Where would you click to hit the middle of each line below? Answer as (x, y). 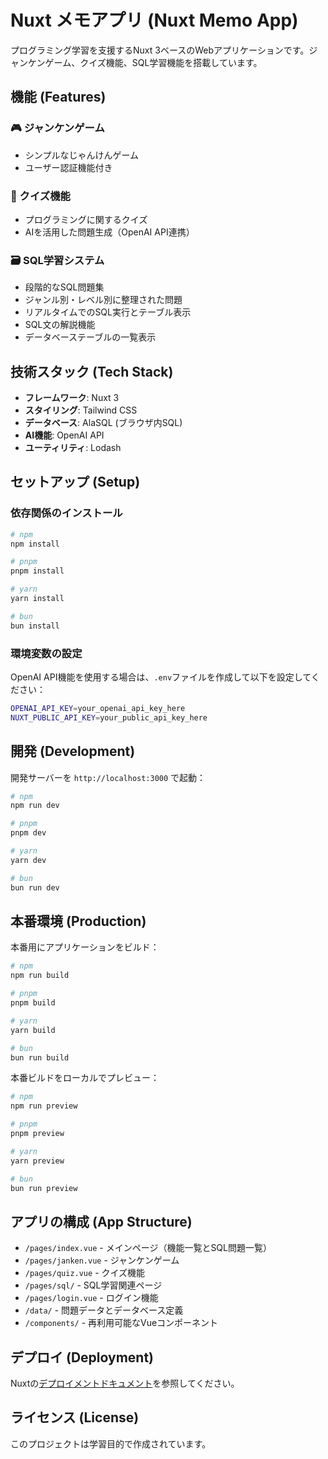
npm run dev (35, 806)
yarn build (33, 1030)
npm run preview (44, 1106)
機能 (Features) (58, 97)
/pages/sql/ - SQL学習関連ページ (93, 1285)
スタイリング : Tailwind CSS (81, 410)
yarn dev (28, 860)
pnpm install (37, 571)
